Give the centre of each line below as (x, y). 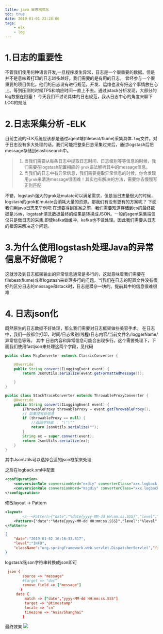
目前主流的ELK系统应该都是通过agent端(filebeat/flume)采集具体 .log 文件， (79, 138)
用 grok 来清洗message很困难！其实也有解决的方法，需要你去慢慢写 (91, 179)
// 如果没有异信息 (38, 414)
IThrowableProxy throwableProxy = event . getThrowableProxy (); (87, 409)
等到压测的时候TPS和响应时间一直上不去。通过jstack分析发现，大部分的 (85, 90)
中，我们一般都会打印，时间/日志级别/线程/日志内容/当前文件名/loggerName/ (81, 334)
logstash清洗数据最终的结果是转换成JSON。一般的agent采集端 (89, 214)
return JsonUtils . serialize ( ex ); (56, 441)
